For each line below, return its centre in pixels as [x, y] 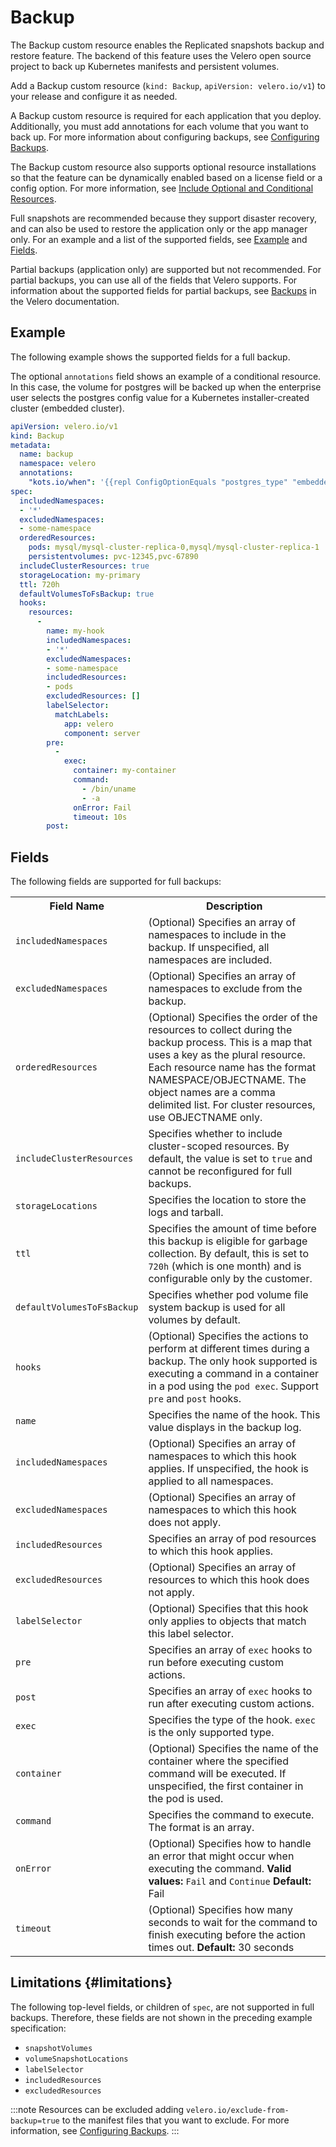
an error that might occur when [221, 1856]
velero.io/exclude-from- [238, 2110]
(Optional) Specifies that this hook [228, 1609]
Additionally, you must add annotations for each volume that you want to [159, 126]
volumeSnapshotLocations [76, 2059]
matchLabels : [82, 714]
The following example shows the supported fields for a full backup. [150, 357]
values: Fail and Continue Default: [230, 1881]
